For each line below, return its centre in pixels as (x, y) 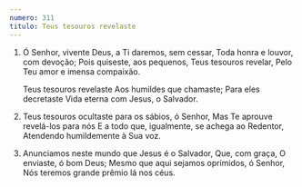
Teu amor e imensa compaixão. (81, 71)
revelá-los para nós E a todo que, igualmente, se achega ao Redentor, (153, 126)
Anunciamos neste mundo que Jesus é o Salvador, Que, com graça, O (154, 153)
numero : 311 (32, 18)
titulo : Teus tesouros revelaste (73, 26)
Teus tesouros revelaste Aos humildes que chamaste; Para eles (141, 89)
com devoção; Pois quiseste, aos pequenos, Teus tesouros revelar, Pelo (157, 62)
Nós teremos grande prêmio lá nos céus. (99, 172)
